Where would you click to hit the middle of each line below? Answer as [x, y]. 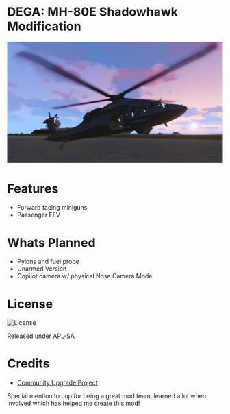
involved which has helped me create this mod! [74, 403]
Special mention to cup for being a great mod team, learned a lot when [107, 396]
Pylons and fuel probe [48, 262]
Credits [28, 364]
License [30, 304]
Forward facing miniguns [52, 208]
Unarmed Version [42, 269]
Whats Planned [51, 242]
